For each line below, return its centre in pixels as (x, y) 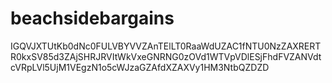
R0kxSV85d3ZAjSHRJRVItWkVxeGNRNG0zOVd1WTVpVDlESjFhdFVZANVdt (166, 56)
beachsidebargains (92, 18)
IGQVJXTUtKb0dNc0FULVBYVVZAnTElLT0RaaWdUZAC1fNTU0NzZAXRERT (166, 46)
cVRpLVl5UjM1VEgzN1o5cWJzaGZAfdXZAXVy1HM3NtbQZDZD (140, 67)
